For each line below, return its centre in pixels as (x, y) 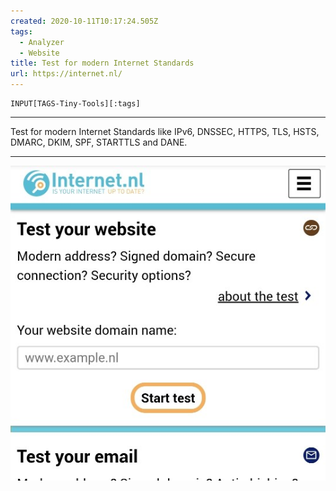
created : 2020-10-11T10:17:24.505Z (84, 21)
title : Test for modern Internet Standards (102, 63)
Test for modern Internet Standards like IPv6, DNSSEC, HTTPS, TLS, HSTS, (165, 131)
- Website (39, 53)
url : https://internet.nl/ (66, 74)
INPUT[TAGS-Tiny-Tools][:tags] (75, 104)
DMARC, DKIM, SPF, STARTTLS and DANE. (99, 142)
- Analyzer (42, 42)
